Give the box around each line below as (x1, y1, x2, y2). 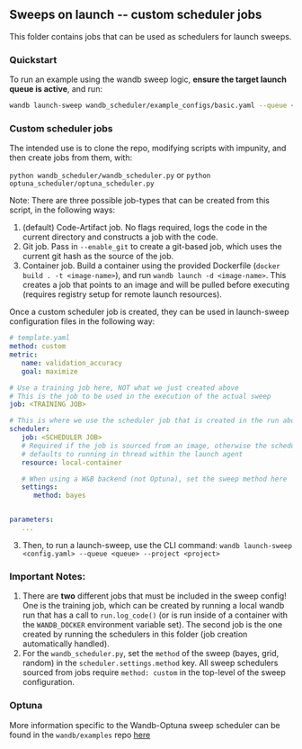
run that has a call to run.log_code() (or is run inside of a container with (22, 609, 289, 620)
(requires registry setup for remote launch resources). (22, 289, 223, 300)
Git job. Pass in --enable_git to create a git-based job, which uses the (22, 241, 282, 252)
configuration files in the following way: (9, 316, 155, 327)
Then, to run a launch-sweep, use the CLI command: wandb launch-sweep (22, 539, 292, 550)
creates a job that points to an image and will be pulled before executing (22, 279, 290, 291)
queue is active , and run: (9, 84, 103, 95)
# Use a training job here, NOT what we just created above (9, 383, 240, 393)
